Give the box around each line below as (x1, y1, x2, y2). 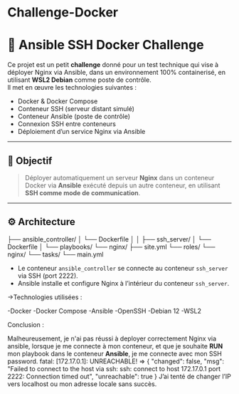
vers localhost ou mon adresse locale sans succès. (7, 379, 157, 388)
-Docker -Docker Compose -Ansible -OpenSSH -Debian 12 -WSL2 (7, 306, 201, 315)
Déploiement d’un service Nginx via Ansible (17, 128, 146, 136)
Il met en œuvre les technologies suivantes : (7, 83, 137, 92)
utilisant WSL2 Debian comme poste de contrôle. (7, 76, 152, 84)
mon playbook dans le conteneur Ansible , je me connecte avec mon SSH (7, 349, 222, 358)
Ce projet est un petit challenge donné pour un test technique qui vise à (7, 61, 219, 69)
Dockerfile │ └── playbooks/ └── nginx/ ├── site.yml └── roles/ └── (7, 242, 216, 251)
